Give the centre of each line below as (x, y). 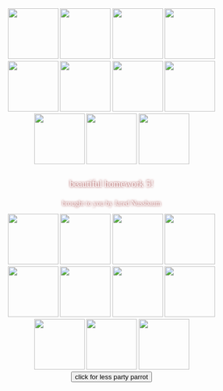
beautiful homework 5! (111, 184)
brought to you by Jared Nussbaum (111, 204)
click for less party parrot (111, 377)
